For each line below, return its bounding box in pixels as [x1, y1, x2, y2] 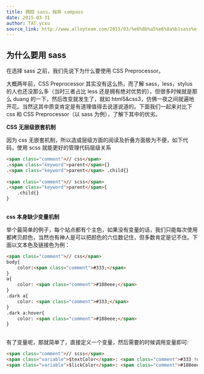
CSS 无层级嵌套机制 [6, 123, 56, 131]
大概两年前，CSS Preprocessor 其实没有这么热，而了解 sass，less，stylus [6, 80, 193, 88]
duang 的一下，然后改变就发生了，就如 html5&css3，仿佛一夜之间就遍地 [13, 95, 194, 103]
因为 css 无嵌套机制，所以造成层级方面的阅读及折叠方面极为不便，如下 [6, 136, 183, 144]
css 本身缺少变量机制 [6, 213, 59, 220]
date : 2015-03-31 [6, 15, 50, 21]
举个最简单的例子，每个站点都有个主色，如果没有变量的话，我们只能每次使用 [6, 226, 198, 233]
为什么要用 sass [6, 50, 67, 60]
